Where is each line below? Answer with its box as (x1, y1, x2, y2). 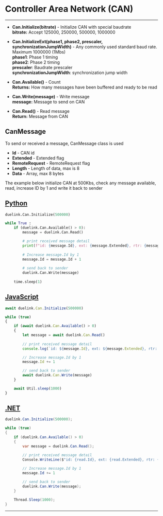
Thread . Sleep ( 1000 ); (14, 497, 55, 502)
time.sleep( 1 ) (14, 279, 42, 284)
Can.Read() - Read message (12, 108, 70, 114)
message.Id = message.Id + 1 (22, 257, 81, 262)
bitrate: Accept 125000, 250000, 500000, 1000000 (12, 29, 115, 35)
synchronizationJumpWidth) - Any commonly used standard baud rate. (12, 44, 158, 50)
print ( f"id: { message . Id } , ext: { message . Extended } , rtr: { (22, 243, 147, 248)
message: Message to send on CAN (12, 99, 85, 105)
